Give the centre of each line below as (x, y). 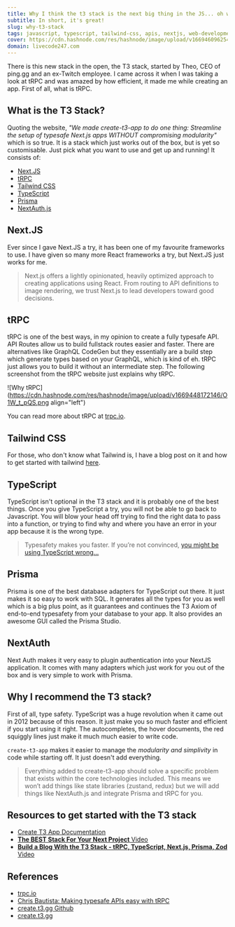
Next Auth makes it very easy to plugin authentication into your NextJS (109, 660)
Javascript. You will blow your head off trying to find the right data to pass (114, 517)
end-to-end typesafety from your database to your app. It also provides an (115, 614)
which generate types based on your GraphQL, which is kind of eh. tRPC (112, 359)
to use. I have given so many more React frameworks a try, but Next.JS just (116, 255)
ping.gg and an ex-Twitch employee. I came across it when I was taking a (113, 74)
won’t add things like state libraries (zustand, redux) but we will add (122, 785)
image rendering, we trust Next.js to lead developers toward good (119, 290)
